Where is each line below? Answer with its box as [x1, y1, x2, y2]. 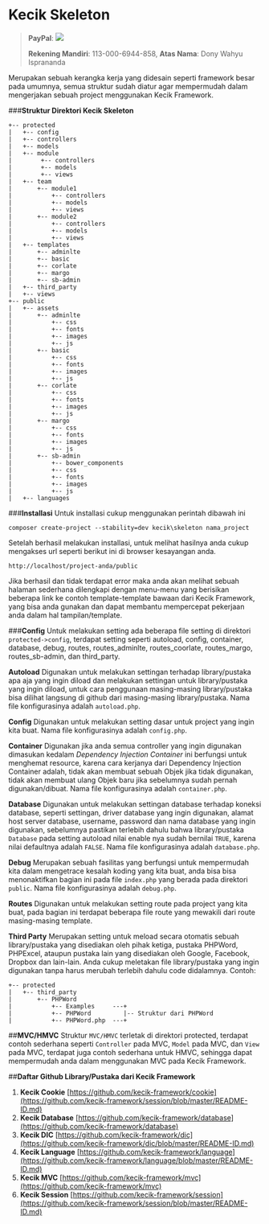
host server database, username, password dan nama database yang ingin [8, 816, 256, 826]
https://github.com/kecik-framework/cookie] [69, 1087, 217, 1097]
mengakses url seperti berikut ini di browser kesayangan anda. [8, 546, 217, 556]
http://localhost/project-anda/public [8, 561, 138, 570]
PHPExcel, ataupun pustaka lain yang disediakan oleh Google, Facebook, [8, 948, 251, 958]
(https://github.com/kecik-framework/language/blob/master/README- [19, 1156, 254, 1165]
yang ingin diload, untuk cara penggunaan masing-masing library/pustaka [8, 684, 253, 693]
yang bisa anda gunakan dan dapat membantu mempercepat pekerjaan [8, 602, 245, 611]
